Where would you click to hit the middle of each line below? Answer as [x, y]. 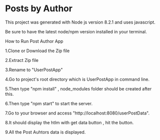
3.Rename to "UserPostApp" [34, 70]
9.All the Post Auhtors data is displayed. [46, 132]
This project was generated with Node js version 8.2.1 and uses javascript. [80, 22]
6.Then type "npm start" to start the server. [49, 103]
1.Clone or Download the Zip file [37, 51]
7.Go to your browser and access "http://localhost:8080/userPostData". [77, 113]
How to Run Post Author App [34, 41]
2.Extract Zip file [22, 60]
